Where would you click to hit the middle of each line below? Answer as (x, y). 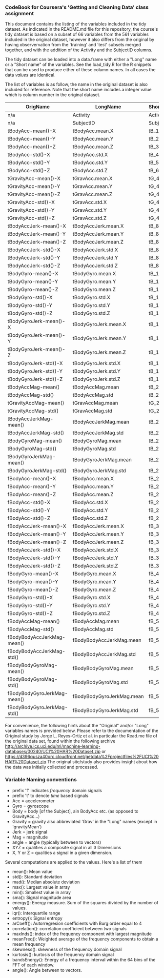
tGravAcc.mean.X (92, 179)
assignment (20, 13)
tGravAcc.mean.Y (92, 186)
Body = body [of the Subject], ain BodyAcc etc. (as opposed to (75, 811)
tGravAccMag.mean (95, 403)
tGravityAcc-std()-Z (31, 218)
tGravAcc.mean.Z (92, 194)
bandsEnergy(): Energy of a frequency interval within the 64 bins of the (84, 959)
